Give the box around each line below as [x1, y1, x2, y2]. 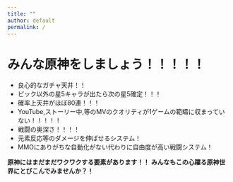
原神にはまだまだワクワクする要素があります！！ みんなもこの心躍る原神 [7, 158, 220, 166]
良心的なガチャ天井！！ [17, 81, 86, 89]
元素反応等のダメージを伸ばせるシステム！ [17, 134, 141, 142]
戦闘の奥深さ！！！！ [17, 125, 80, 134]
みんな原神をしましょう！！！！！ [7, 56, 206, 72]
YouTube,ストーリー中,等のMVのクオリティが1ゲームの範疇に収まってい [17, 108, 225, 116]
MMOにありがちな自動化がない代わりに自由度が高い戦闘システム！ [17, 143, 213, 152]
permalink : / [7, 23, 46, 30]
